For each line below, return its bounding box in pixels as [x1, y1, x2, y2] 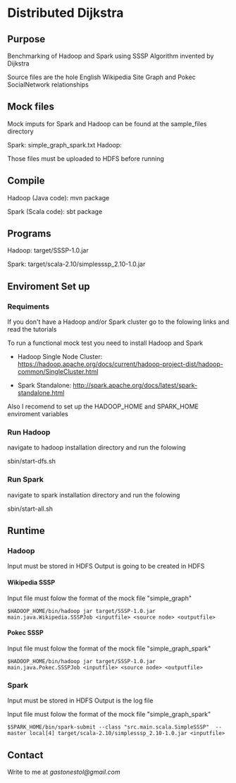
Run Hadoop [7, 427, 51, 437]
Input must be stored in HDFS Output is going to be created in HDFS [7, 562, 205, 571]
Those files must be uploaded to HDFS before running [7, 154, 164, 163]
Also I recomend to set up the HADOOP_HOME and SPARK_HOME [7, 402, 199, 411]
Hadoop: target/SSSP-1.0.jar [7, 246, 89, 255]
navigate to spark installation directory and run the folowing [7, 490, 180, 499]
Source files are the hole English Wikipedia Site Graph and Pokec [7, 73, 196, 81]
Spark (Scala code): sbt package [7, 207, 103, 216]
